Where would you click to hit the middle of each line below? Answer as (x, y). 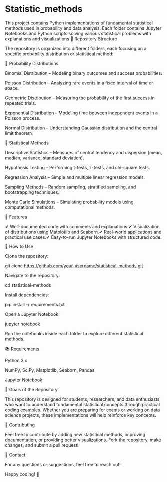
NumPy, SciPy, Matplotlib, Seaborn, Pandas (50, 370)
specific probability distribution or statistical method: (59, 54)
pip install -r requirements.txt (35, 304)
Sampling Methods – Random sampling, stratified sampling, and (71, 187)
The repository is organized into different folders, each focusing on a (76, 48)
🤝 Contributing (20, 425)
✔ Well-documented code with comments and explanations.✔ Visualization (82, 226)
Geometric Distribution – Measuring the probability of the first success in (80, 98)
